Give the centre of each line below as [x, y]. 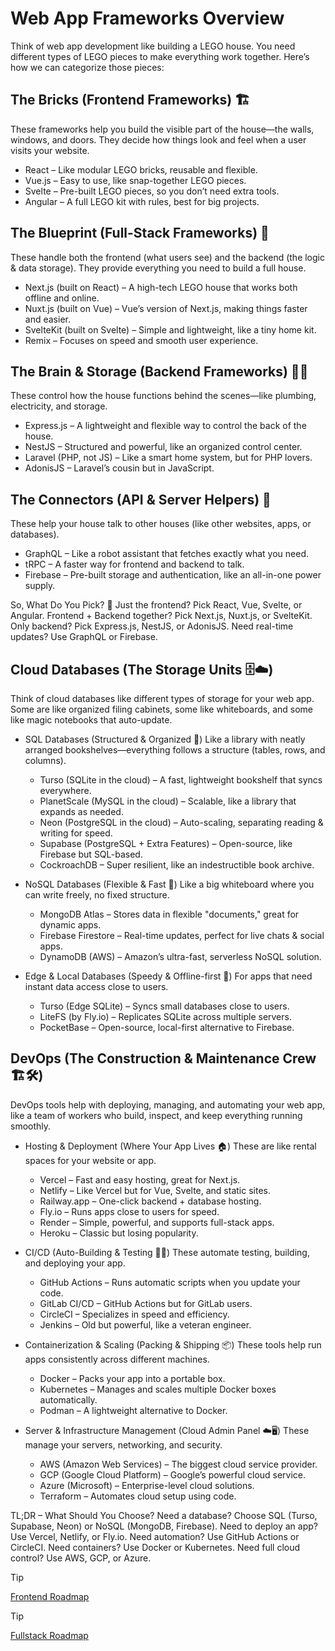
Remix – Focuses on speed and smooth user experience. [141, 340]
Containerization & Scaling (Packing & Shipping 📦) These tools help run [173, 1344]
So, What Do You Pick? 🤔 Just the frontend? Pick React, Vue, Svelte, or [156, 605]
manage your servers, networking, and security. [123, 1444]
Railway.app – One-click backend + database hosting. [150, 1201]
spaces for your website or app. [90, 1160]
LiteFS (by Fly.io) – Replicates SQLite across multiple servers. [165, 1016]
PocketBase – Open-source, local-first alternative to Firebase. [167, 1027]
